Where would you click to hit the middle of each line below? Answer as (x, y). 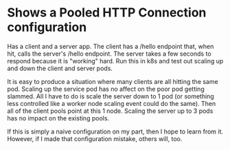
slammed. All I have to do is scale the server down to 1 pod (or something (111, 96)
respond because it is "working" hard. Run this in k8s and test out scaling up (115, 61)
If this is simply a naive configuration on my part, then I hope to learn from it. (115, 131)
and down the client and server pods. (60, 68)
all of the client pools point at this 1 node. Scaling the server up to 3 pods (110, 111)
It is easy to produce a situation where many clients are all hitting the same (113, 81)
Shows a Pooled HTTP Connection (107, 13)
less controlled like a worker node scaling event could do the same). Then (112, 103)
